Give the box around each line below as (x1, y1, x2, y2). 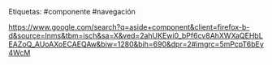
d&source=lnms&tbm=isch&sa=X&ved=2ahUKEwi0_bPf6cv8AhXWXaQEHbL (8, 31, 264, 40)
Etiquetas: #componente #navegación (8, 7, 136, 16)
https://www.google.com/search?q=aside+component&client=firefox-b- (8, 22, 250, 31)
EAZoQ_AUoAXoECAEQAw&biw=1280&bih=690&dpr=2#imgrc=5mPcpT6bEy (8, 39, 264, 49)
